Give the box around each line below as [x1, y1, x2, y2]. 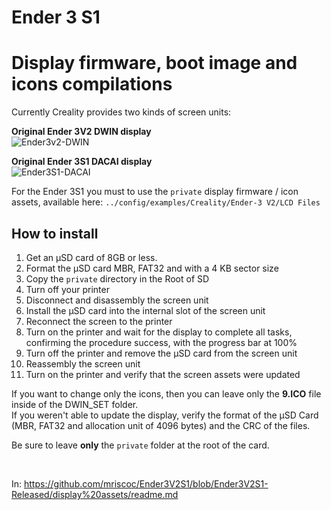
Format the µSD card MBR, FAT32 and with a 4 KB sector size [25, 262, 279, 274]
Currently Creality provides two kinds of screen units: [11, 106, 232, 118]
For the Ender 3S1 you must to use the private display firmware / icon [11, 186, 299, 198]
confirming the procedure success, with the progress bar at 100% [25, 336, 298, 348]
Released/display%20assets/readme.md [11, 488, 179, 500]
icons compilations [11, 73, 173, 96]
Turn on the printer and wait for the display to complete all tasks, [25, 326, 293, 338]
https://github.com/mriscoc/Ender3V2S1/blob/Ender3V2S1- [24, 477, 269, 490]
